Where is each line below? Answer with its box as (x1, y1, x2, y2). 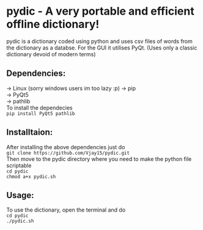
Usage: (6, 190, 35, 200)
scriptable (6, 161, 32, 169)
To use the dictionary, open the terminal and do (6, 206, 126, 213)
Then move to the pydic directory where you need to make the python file (6, 155, 192, 163)
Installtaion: (6, 127, 53, 138)
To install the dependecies (6, 104, 73, 111)
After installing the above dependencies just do (6, 143, 125, 150)
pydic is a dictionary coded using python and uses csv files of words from (6, 37, 193, 45)
